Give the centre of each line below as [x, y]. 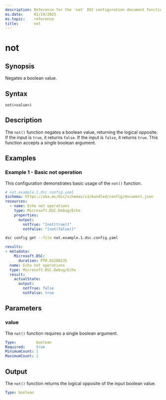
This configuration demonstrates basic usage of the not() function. [74, 183]
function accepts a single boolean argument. [51, 143]
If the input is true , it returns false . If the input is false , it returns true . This [82, 137]
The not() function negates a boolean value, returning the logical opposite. [82, 132]
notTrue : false [39, 288]
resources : [16, 201]
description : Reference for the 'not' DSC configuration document [75, 10]
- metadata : [17, 251]
